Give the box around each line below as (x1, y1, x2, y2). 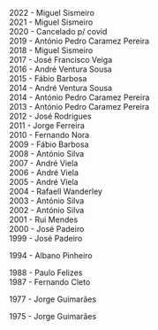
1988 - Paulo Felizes (9, 267, 83, 278)
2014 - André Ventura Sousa (9, 83, 113, 93)
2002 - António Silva (9, 205, 85, 215)
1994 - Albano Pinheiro (9, 250, 93, 260)
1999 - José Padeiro (9, 234, 83, 243)
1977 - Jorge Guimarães (9, 294, 97, 304)
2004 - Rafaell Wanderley (9, 186, 103, 196)
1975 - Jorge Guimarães (9, 311, 97, 321)
